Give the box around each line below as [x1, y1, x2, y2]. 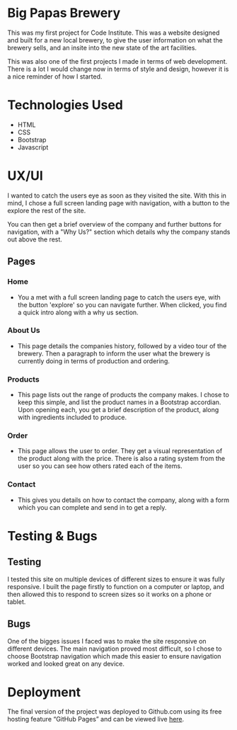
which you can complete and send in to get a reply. [17, 503, 167, 511]
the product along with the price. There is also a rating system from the [17, 455, 225, 463]
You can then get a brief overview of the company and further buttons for [7, 219, 221, 228]
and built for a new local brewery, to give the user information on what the [7, 35, 223, 44]
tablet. [7, 597, 26, 606]
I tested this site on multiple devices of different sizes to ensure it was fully [7, 575, 225, 583]
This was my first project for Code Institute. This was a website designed [7, 28, 220, 37]
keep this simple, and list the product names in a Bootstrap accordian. [17, 398, 221, 406]
